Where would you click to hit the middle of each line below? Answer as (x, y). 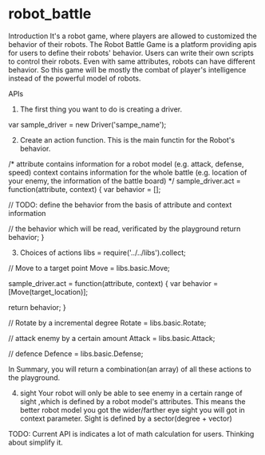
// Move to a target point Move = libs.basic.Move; (89, 268)
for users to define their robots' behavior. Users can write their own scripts (131, 53)
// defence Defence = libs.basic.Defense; (76, 353)
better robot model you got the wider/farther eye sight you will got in (132, 410)
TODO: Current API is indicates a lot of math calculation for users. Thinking (131, 433)
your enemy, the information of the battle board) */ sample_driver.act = (125, 181)
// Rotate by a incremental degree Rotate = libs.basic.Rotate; (107, 323)
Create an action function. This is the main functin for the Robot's (127, 139)
